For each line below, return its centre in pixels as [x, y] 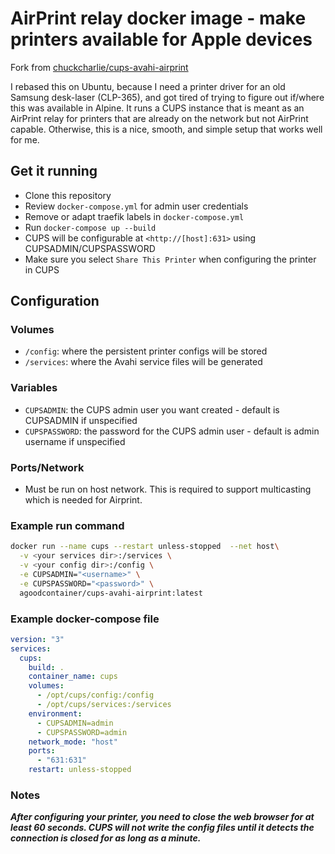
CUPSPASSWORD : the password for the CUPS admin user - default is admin [172, 431]
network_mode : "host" [73, 742]
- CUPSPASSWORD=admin [82, 732]
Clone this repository [68, 195]
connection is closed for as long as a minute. [106, 838]
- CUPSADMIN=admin [75, 723]
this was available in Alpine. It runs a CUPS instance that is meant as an [157, 108]
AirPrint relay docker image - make [158, 18]
